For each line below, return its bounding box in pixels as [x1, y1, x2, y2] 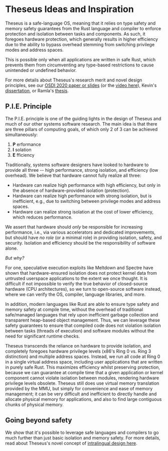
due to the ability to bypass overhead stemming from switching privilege [5, 41, 155, 47]
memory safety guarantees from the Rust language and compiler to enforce [5, 25, 161, 31]
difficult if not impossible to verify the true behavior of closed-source [5, 280, 148, 287]
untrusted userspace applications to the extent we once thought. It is [5, 275, 148, 281]
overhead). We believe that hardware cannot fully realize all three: [5, 172, 141, 178]
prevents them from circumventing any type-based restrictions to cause [5, 62, 154, 68]
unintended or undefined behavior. [5, 67, 77, 73]
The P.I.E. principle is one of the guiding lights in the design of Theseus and [5, 116, 161, 122]
